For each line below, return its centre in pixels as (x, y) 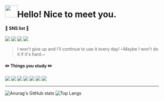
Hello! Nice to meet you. (67, 14)
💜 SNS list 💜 (17, 28)
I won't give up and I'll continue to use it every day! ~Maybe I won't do (88, 49)
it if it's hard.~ (31, 54)
